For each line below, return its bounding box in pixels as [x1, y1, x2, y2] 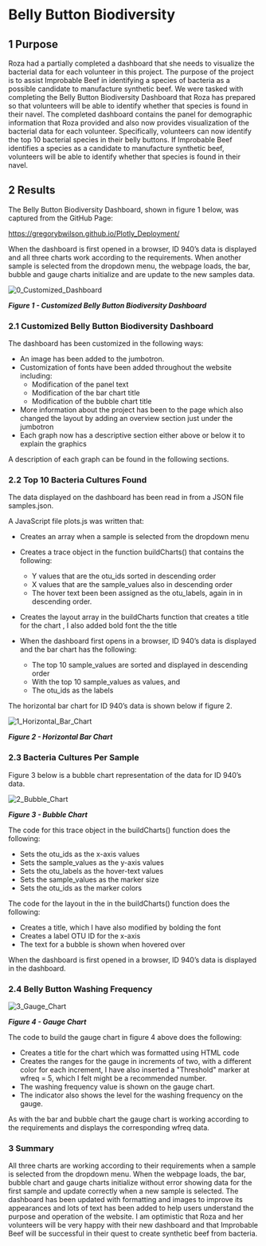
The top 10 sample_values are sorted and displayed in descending [31, 661, 248, 670]
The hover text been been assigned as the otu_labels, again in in [31, 589, 243, 598]
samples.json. [8, 501, 54, 510]
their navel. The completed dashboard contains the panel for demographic [8, 109, 252, 119]
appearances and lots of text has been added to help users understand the [8, 1204, 254, 1213]
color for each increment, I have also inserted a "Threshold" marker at [19, 1065, 250, 1074]
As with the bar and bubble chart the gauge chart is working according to [8, 1114, 249, 1124]
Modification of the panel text [31, 379, 129, 389]
